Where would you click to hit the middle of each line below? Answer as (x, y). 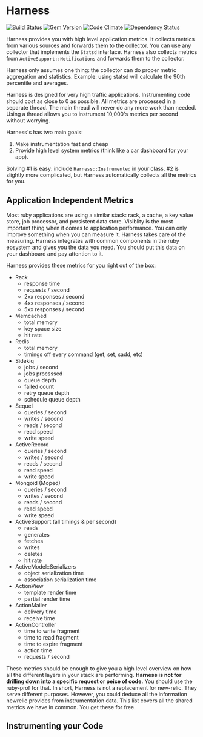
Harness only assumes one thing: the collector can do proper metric (92, 70)
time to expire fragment (53, 644)
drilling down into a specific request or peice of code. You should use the (99, 681)
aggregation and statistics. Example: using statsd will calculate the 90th (96, 76)
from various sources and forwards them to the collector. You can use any (99, 45)
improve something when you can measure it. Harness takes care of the (96, 234)
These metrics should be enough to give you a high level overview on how (99, 668)
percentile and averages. (37, 83)
